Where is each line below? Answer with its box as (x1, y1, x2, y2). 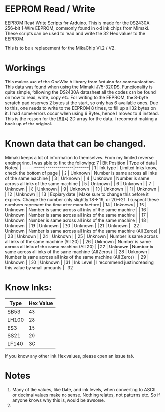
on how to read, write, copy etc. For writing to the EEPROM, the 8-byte (5, 94, 149, 100)
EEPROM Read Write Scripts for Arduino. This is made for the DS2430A (5, 20, 150, 26)
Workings (5, 63, 46, 74)
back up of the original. (5, 121, 53, 126)
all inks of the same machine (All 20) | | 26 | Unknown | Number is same (5, 238, 151, 244)
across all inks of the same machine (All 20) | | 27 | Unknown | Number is (5, 244, 154, 249)
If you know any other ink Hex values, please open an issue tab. (5, 353, 134, 359)
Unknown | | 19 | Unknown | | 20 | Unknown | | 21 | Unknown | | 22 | (5, 222, 142, 228)
